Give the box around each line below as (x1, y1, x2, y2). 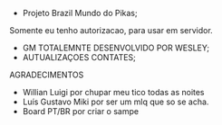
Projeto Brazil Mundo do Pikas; (22, 8, 138, 18)
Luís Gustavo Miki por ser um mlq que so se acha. (22, 96, 209, 107)
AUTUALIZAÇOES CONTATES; (22, 52, 136, 62)
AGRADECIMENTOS (9, 69, 84, 80)
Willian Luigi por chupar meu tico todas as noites (22, 87, 206, 97)
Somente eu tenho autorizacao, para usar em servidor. (9, 25, 213, 35)
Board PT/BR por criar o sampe (22, 106, 139, 116)
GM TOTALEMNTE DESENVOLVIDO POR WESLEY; (22, 42, 210, 53)
